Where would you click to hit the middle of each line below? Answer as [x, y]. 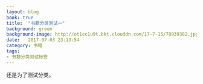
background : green [29, 29]
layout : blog [23, 12]
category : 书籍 [24, 46]
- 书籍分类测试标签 [27, 57]
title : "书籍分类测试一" [36, 23]
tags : [13, 51]
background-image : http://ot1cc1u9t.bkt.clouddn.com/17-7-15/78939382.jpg [102, 34]
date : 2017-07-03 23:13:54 [43, 40]
